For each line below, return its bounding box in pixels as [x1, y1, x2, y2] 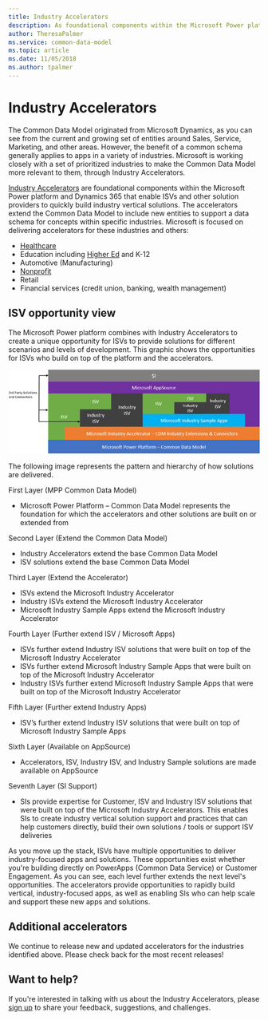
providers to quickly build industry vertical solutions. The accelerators [8, 200, 238, 209]
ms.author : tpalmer [8, 64, 73, 72]
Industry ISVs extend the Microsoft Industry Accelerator [19, 596, 203, 606]
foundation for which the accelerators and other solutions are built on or [19, 509, 257, 519]
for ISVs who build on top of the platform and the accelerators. [8, 353, 214, 362]
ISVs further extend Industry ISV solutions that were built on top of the [19, 644, 251, 654]
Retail [19, 275, 39, 284]
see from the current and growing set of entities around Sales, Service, [8, 133, 242, 143]
